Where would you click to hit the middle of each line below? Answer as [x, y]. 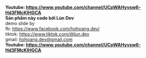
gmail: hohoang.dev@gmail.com [39, 39]
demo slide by [20, 23]
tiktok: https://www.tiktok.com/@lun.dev [47, 34]
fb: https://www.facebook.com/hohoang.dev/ [52, 29]
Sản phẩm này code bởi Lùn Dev [40, 18]
